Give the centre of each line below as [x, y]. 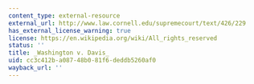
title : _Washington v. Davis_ [59, 53]
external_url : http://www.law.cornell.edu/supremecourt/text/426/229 [127, 23]
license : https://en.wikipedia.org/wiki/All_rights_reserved [113, 38]
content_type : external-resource [64, 16]
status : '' [27, 46]
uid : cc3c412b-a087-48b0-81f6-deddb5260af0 [82, 61]
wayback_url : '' [35, 68]
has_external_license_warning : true [70, 30]
